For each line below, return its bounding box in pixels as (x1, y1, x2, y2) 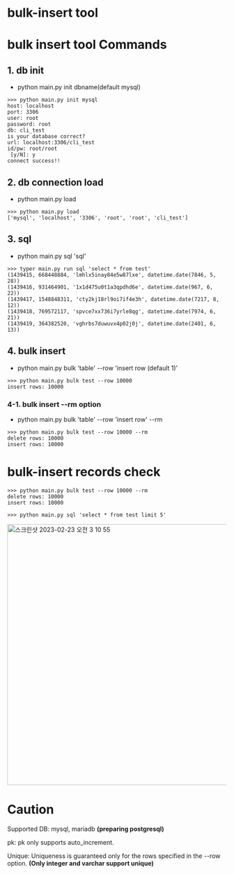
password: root (7, 121, 52, 128)
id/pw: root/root (7, 145, 58, 153)
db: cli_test (7, 127, 45, 134)
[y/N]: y (10, 151, 36, 158)
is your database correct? (7, 133, 86, 140)
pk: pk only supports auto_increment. (7, 838, 114, 846)
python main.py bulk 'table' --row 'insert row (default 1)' (17, 364, 178, 372)
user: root (7, 115, 39, 122)
